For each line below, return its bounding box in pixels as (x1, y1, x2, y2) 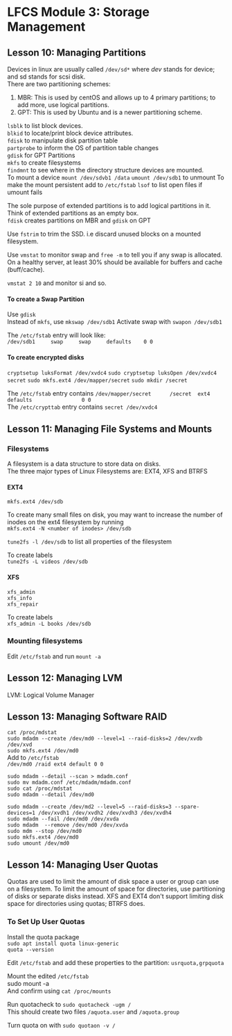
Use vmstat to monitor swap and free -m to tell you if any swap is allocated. (7, 251, 223, 259)
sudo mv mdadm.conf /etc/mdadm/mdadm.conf (7, 779, 132, 786)
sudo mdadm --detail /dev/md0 (7, 791, 95, 798)
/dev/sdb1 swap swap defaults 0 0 (7, 339, 154, 346)
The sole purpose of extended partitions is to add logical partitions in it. (7, 202, 211, 209)
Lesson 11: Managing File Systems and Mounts (7, 423, 213, 435)
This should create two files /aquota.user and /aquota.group (7, 1007, 180, 1016)
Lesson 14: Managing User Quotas (7, 859, 159, 871)
